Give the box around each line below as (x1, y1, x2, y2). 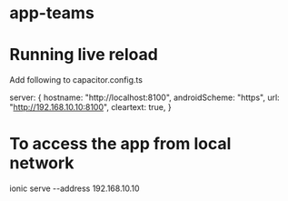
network (9, 153, 74, 174)
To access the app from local (9, 134, 232, 155)
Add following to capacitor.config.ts (9, 75, 144, 85)
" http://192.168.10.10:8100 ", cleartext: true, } (9, 102, 172, 113)
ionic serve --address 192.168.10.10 (9, 183, 140, 194)
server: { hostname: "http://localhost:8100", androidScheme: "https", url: (9, 92, 280, 103)
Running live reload (9, 45, 159, 65)
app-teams (9, 3, 95, 24)
